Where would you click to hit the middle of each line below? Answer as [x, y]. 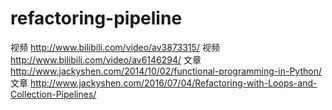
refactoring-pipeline [96, 18]
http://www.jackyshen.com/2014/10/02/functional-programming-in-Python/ [166, 71]
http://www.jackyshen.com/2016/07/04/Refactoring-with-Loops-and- [173, 83]
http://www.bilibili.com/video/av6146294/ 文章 [106, 59]
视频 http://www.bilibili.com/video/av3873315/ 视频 [115, 47]
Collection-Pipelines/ [53, 94]
